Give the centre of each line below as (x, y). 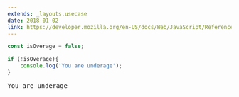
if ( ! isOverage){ (33, 59)
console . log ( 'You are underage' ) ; (71, 66)
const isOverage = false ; (46, 47)
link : (15, 27)
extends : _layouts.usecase (47, 14)
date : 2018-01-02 (33, 21)
